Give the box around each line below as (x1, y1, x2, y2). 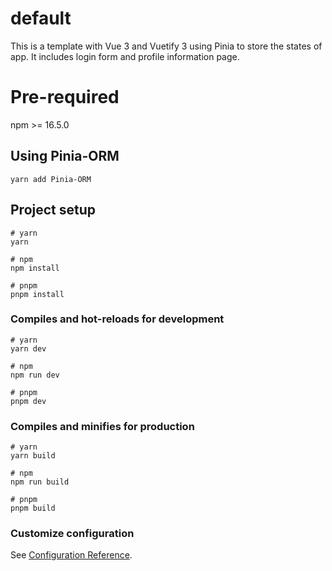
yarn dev (10, 343, 47, 354)
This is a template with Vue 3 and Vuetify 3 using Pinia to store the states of (10, 40, 323, 52)
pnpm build (10, 503, 56, 514)
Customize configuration (10, 527, 135, 541)
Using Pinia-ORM (10, 148, 120, 165)
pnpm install (10, 289, 65, 299)
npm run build (10, 477, 70, 487)
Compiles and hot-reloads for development (10, 312, 225, 326)
